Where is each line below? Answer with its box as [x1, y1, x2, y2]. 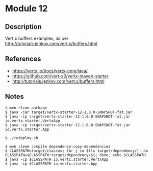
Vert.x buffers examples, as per [5, 35, 69, 41]
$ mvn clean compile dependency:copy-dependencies [5, 144, 111, 149]
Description [5, 23, 42, 31]
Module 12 [5, 3, 48, 14]
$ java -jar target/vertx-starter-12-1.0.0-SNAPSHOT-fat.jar [5, 110, 133, 115]
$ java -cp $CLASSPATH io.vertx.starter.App [5, 161, 98, 166]
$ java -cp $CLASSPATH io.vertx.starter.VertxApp [5, 157, 109, 162]
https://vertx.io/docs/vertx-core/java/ [12, 68, 88, 73]
